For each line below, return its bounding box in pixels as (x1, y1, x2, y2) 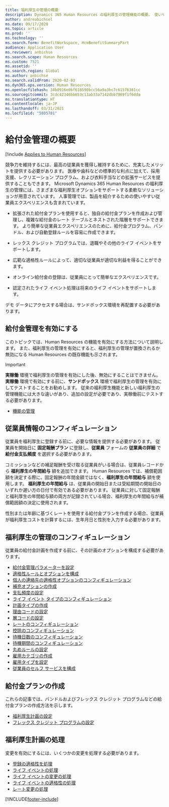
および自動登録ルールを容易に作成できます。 (26, 229, 118, 235)
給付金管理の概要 (5, 134, 76, 146)
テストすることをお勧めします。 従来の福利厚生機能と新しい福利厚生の (14, 385, 160, 391)
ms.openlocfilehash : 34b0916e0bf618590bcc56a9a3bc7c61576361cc (5, 87, 141, 92)
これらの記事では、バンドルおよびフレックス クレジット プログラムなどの (5, 696, 157, 702)
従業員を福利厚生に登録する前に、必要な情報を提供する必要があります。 (5, 438, 155, 445)
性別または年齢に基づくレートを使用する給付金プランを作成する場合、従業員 (5, 510, 164, 516)
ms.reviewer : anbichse (5, 50, 53, 55)
